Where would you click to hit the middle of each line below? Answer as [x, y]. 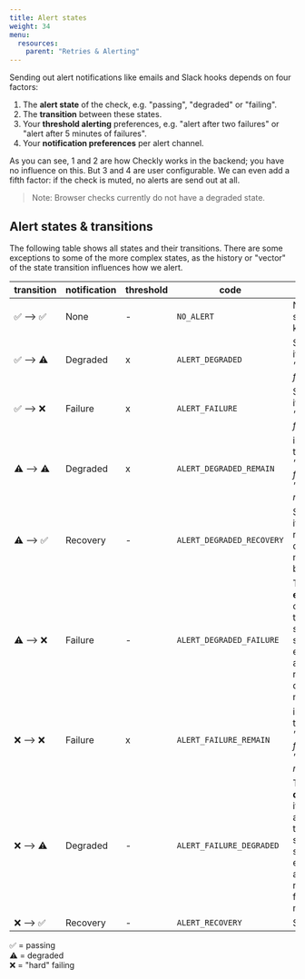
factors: [24, 87]
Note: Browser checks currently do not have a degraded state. [148, 198]
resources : [38, 43]
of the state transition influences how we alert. [96, 267]
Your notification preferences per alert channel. [113, 143]
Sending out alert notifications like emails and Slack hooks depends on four [151, 77]
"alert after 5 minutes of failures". [84, 133]
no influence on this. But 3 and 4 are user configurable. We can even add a [150, 171]
